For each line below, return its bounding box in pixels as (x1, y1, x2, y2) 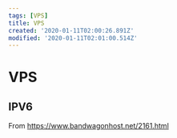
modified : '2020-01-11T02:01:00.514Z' (8, 34, 138, 42)
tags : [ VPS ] (8, 11, 48, 20)
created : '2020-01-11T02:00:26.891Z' (8, 26, 135, 34)
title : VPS (8, 19, 45, 27)
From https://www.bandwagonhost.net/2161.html (8, 121, 170, 131)
